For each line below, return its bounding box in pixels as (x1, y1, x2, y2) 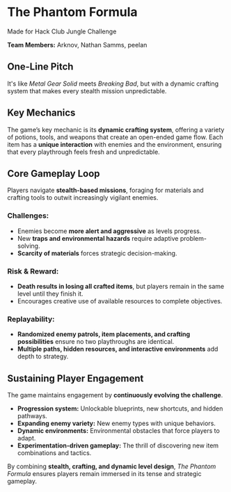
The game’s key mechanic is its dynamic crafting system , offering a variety (7, 125, 225, 134)
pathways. (17, 412, 47, 420)
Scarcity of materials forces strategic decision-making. (17, 248, 177, 257)
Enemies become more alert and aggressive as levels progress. (17, 227, 202, 235)
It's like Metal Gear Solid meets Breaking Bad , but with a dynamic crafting (7, 79, 219, 88)
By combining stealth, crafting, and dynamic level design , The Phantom (7, 462, 216, 470)
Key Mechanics (7, 107, 76, 119)
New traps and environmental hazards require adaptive (17, 234, 179, 242)
